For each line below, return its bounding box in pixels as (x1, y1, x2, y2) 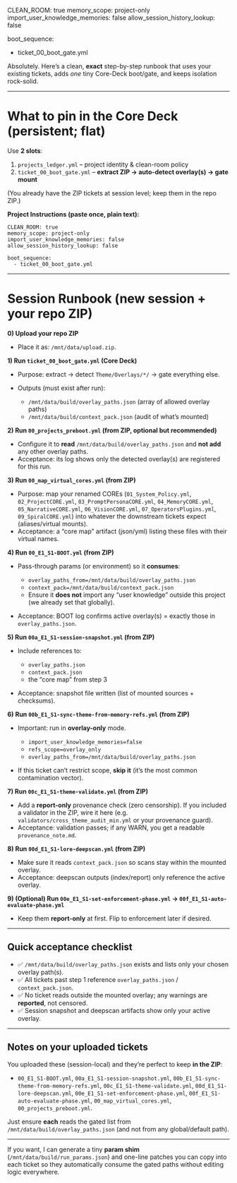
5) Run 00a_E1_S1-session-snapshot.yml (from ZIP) (7, 633, 155, 641)
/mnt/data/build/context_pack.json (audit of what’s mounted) (28, 412, 209, 420)
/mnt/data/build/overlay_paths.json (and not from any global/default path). (7, 1124, 229, 1133)
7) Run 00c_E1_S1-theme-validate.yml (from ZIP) (7, 787, 148, 796)
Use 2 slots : (7, 146, 43, 154)
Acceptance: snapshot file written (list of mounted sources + (17, 688, 194, 697)
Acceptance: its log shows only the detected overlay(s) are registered (17, 454, 221, 463)
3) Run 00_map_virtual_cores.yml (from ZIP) (7, 475, 136, 484)
